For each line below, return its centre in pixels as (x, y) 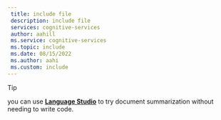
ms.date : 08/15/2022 (41, 54)
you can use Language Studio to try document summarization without (110, 101)
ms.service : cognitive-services (58, 41)
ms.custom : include (40, 67)
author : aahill (33, 34)
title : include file (41, 14)
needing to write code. (41, 109)
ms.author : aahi (35, 61)
